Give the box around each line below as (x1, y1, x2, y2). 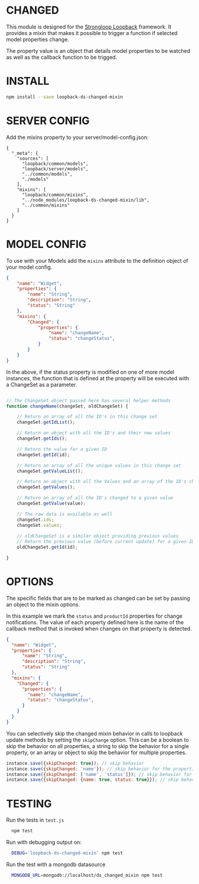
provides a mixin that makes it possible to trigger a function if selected (6, 29, 178, 36)
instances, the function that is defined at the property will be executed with (6, 374, 190, 381)
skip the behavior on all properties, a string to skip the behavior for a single (6, 742, 190, 749)
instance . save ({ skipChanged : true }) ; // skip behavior (6, 760, 145, 766)
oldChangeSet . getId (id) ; (17, 544, 78, 551)
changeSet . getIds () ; (17, 435, 68, 441)
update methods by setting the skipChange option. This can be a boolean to (6, 736, 190, 743)
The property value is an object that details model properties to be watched (6, 47, 191, 54)
